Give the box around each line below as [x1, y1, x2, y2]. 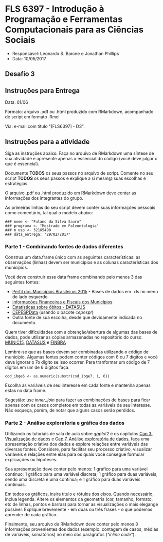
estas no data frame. [5, 388, 47, 393]
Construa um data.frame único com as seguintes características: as [5, 254, 141, 260]
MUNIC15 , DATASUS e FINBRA [5, 339, 66, 345]
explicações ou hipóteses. [5, 456, 57, 462]
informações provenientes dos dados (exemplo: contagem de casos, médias [5, 526, 159, 532]
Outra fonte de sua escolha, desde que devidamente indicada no [12, 315, 142, 320]
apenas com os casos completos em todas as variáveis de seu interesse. [5, 402, 152, 408]
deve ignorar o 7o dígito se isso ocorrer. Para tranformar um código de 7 [5, 359, 150, 365]
